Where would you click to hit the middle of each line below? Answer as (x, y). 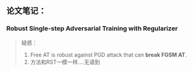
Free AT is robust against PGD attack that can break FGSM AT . (108, 55)
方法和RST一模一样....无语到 (65, 62)
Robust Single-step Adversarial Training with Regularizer (92, 29)
